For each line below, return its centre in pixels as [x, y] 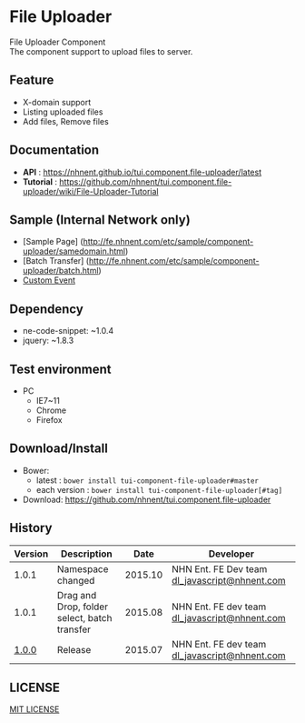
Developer [231, 554]
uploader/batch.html [60, 271]
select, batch [85, 618]
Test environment [60, 369]
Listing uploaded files [63, 112]
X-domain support [57, 102]
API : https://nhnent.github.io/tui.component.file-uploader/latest [142, 172]
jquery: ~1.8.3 [48, 341]
